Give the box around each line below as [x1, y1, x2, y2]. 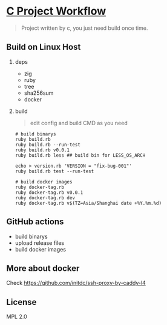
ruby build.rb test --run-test [15, 168, 94, 174]
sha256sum [24, 89, 54, 97]
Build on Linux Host [6, 42, 81, 52]
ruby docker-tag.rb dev [15, 194, 76, 201]
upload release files [15, 239, 65, 247]
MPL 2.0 [6, 313, 27, 320]
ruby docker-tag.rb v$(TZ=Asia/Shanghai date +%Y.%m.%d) [15, 200, 162, 206]
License [6, 296, 37, 307]
